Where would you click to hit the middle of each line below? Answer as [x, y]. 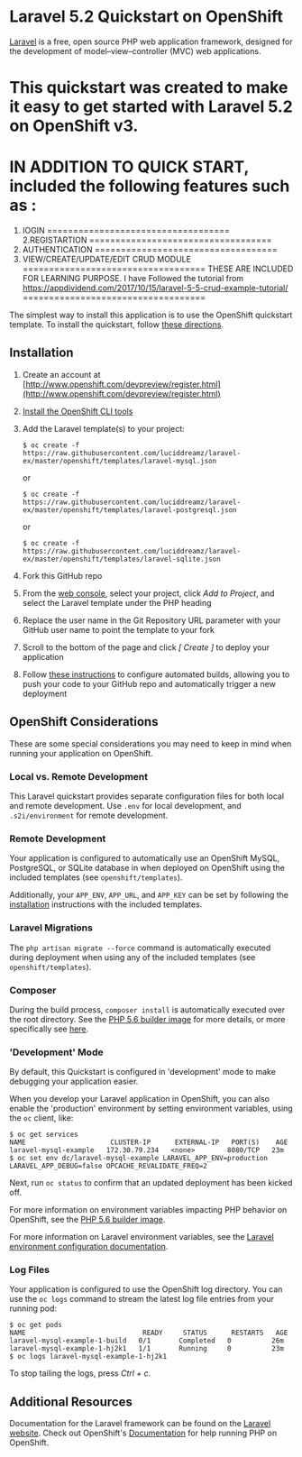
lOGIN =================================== [126, 231]
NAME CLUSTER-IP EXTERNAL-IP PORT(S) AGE [149, 1142]
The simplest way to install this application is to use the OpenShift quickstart [151, 315]
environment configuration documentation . [89, 1247]
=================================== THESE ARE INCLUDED [158, 269]
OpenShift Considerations [84, 722]
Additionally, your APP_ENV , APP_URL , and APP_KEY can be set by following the [149, 895]
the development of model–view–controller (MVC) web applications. [135, 50]
